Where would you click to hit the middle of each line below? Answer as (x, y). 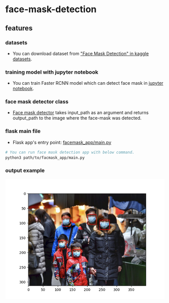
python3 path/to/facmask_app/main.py (45, 158)
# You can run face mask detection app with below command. (70, 152)
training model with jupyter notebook (52, 72)
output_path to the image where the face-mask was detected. (77, 118)
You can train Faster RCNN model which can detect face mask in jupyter (88, 83)
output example (25, 171)
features (19, 28)
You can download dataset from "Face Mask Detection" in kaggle (81, 53)
